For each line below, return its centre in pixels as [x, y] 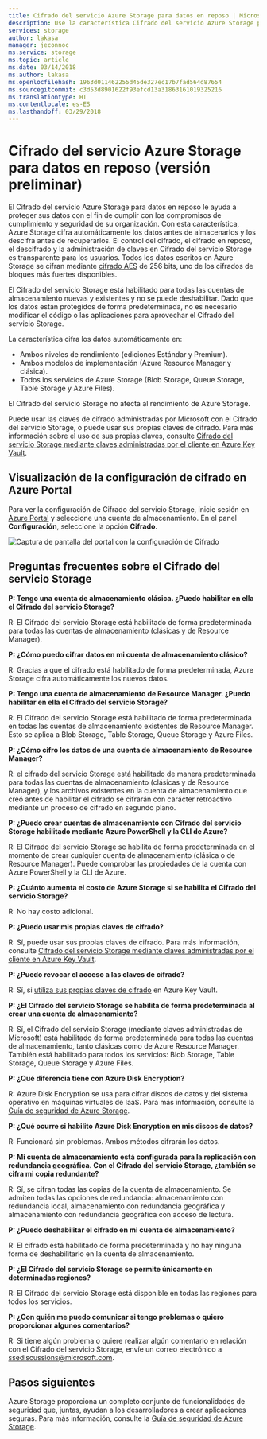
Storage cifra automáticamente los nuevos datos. [89, 678]
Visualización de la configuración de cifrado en [128, 478]
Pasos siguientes [52, 1382]
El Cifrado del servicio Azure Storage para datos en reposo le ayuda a [122, 207]
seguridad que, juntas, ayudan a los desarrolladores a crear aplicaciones [127, 1410]
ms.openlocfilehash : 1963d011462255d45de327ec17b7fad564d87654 [115, 82]
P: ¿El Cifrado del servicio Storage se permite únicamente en [110, 1269]
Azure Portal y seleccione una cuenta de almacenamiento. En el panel [122, 518]
